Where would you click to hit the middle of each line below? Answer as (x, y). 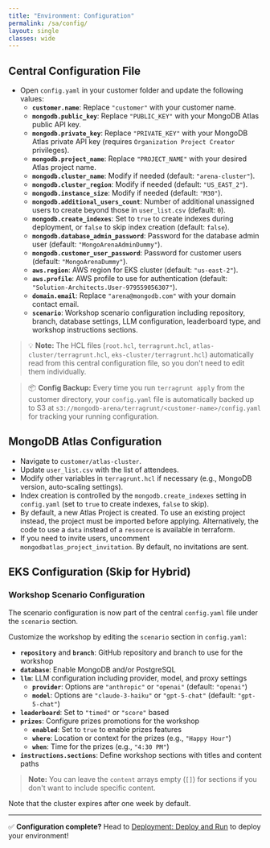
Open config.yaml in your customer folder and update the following (131, 90)
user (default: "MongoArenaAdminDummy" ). (97, 244)
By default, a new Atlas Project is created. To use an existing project (133, 512)
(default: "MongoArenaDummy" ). (80, 262)
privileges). (51, 151)
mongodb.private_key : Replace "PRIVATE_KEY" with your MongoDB (140, 133)
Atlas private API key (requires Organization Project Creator (133, 142)
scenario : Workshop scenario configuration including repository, (139, 313)
